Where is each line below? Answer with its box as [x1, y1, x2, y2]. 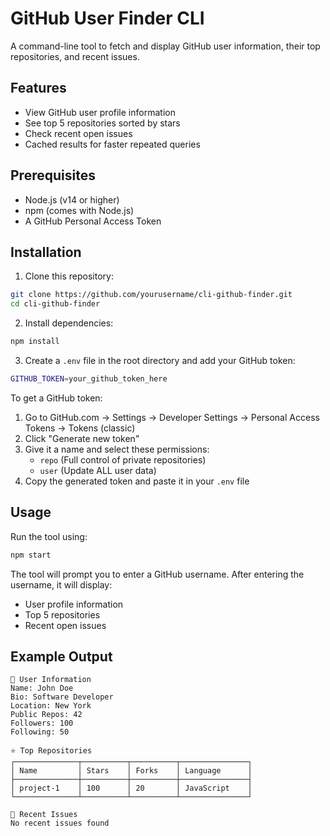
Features [10, 80, 67, 97]
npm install [10, 337, 60, 347]
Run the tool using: [10, 530, 88, 542]
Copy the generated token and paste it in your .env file [24, 475, 250, 487]
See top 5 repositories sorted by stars [24, 117, 181, 129]
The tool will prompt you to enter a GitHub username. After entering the [10, 568, 305, 580]
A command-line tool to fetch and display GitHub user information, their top [10, 40, 321, 52]
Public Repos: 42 [10, 710, 83, 720]
